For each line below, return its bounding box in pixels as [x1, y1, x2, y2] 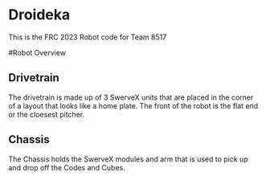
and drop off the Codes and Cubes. [8, 162, 126, 172]
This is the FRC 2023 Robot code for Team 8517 [8, 32, 167, 42]
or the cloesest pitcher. [8, 109, 85, 119]
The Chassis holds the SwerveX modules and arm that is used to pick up [8, 154, 248, 164]
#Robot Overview [8, 47, 67, 57]
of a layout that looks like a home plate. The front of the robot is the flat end [8, 100, 259, 110]
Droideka [8, 6, 71, 24]
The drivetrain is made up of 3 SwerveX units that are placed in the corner [8, 92, 254, 102]
